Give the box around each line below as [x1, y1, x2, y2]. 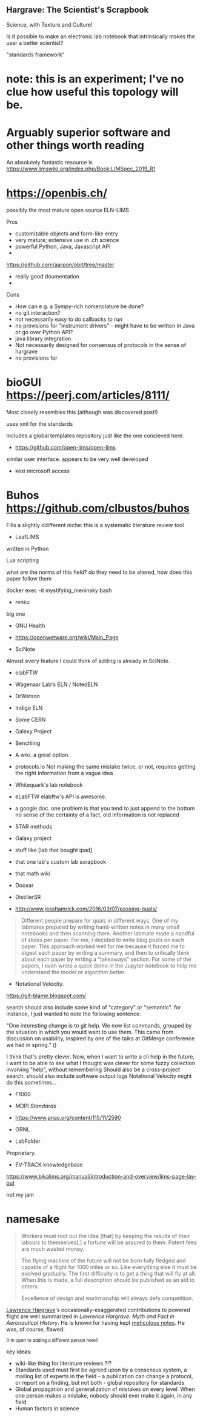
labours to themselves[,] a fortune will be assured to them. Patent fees [21, 1239, 197, 1246]
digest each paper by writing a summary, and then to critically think [21, 949, 190, 956]
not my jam [6, 1191, 35, 1198]
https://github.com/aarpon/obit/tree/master [6, 261, 115, 268]
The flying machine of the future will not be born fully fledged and [21, 1257, 186, 1264]
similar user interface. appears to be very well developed [6, 455, 148, 463]
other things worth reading [6, 139, 144, 152]
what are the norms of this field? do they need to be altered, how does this [6, 568, 193, 576]
